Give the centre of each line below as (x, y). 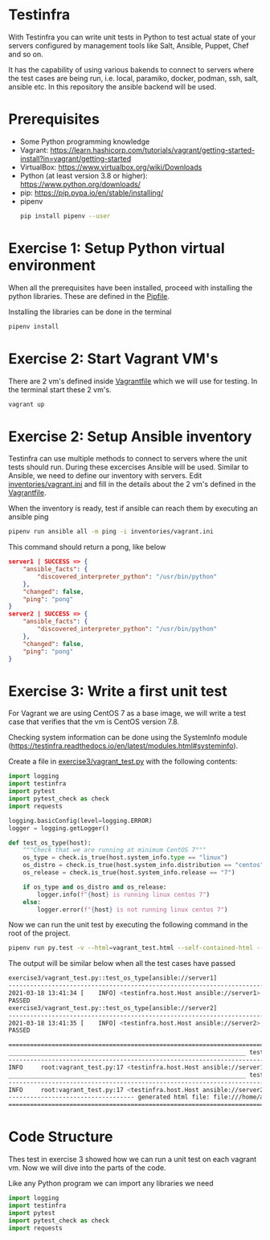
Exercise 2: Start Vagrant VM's (113, 358)
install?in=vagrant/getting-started (76, 158)
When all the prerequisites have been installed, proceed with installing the (131, 288)
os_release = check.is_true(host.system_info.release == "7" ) (129, 873)
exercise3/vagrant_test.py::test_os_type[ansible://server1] (113, 978)
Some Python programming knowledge (85, 141)
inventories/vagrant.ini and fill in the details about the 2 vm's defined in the (132, 485)
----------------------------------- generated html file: (109, 1097)
